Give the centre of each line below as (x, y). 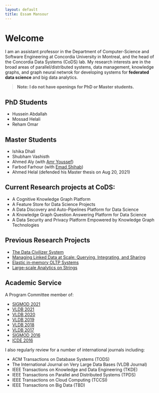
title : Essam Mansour (27, 14)
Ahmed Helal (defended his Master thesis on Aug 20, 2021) (71, 172)
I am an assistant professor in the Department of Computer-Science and (77, 52)
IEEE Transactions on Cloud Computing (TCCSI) (60, 380)
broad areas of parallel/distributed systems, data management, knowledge (79, 67)
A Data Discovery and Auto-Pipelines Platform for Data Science (75, 209)
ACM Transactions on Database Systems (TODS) (61, 359)
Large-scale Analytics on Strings (45, 267)
